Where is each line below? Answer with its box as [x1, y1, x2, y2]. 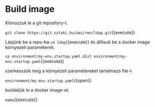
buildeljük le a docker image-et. [5, 87, 70, 93]
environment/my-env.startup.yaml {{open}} [5, 77, 92, 83]
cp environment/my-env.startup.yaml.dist [5, 53, 92, 59]
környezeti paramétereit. [5, 44, 55, 50]
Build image [5, 3, 55, 15]
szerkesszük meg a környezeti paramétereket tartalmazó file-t [5, 68, 132, 74]
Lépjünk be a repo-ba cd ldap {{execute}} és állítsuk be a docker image [5, 39, 150, 45]
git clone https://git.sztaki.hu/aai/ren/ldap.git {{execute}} [5, 29, 135, 35]
